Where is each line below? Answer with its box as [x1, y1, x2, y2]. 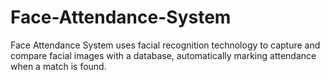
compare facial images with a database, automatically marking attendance [10, 49, 317, 61]
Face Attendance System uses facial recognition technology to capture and [10, 39, 321, 51]
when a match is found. [10, 60, 107, 72]
